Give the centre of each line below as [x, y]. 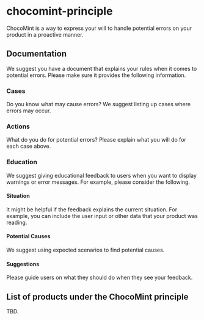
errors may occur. [29, 111]
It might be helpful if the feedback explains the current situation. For [92, 209]
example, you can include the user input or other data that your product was [102, 216]
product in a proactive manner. [45, 34]
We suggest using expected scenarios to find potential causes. [86, 250]
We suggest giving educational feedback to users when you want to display [102, 175]
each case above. [29, 146]
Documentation [37, 54]
